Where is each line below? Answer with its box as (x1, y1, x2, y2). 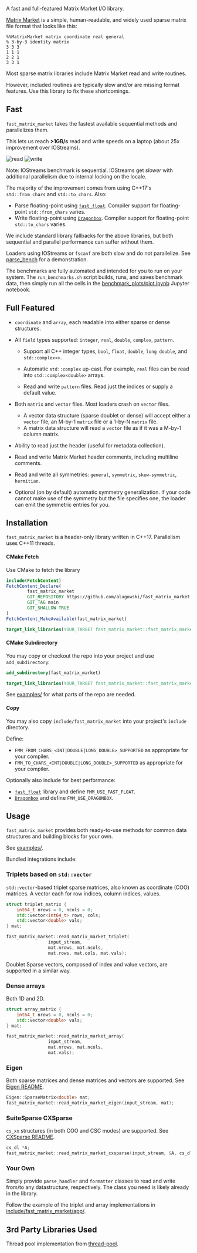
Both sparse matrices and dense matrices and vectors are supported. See (6, 1077, 185, 1084)
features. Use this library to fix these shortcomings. (6, 87, 130, 95)
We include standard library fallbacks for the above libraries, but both (6, 232, 174, 239)
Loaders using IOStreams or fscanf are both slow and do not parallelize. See (6, 250, 191, 257)
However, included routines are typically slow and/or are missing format (6, 82, 180, 88)
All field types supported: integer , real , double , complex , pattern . (14, 336, 175, 343)
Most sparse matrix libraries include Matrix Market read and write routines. (6, 70, 186, 77)
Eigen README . (6, 1083, 45, 1090)
